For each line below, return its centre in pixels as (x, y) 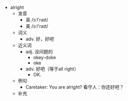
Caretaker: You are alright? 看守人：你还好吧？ (75, 87)
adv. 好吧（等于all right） (52, 69)
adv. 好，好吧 (40, 39)
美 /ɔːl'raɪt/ (37, 26)
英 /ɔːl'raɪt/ (37, 20)
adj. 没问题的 (39, 52)
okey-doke (45, 57)
